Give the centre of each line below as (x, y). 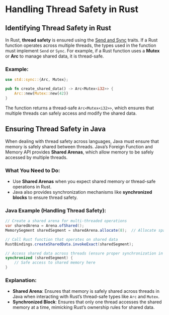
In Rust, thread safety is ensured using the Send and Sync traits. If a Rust (81, 40)
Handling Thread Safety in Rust (72, 9)
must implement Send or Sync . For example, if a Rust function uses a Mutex (82, 51)
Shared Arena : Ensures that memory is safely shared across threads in (86, 291)
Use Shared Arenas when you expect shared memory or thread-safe (84, 181)
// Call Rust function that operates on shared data (62, 239)
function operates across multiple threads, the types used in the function (81, 45)
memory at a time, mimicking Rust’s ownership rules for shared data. (83, 307)
